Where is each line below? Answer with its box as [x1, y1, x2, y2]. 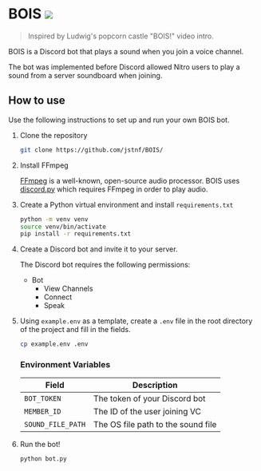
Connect [43, 292, 73, 302]
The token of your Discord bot [93, 393, 206, 404]
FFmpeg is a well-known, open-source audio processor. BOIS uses [19, 176, 240, 185]
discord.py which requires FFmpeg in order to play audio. [19, 184, 208, 194]
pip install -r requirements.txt [19, 230, 132, 238]
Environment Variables [19, 359, 111, 370]
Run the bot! [19, 440, 61, 449]
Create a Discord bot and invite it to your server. [19, 244, 178, 254]
